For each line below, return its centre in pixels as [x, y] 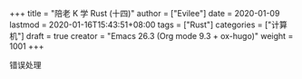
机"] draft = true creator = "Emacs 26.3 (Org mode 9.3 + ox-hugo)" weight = [151, 36]
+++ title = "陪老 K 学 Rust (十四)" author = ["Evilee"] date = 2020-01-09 [145, 13]
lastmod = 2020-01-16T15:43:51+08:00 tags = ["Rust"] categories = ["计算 [149, 25]
